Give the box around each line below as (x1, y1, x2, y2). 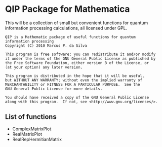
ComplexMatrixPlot (12, 126, 51, 132)
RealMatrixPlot (12, 131, 42, 137)
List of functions (5, 112, 57, 121)
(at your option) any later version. (5, 65, 83, 70)
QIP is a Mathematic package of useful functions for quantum (5, 35, 136, 39)
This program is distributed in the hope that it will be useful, (5, 73, 145, 78)
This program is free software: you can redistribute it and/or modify (5, 52, 156, 57)
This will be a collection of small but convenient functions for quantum (5, 20, 148, 26)
